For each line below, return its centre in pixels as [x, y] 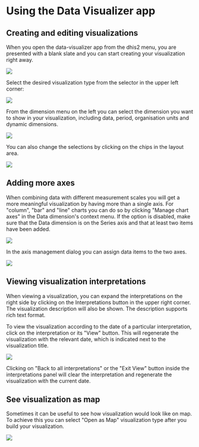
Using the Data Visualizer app [81, 11]
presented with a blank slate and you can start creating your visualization [96, 54]
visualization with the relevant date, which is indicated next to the [86, 339]
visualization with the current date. [48, 381]
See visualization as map [53, 400]
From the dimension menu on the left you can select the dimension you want [100, 112]
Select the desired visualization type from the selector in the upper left [92, 82]
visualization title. [27, 345]
